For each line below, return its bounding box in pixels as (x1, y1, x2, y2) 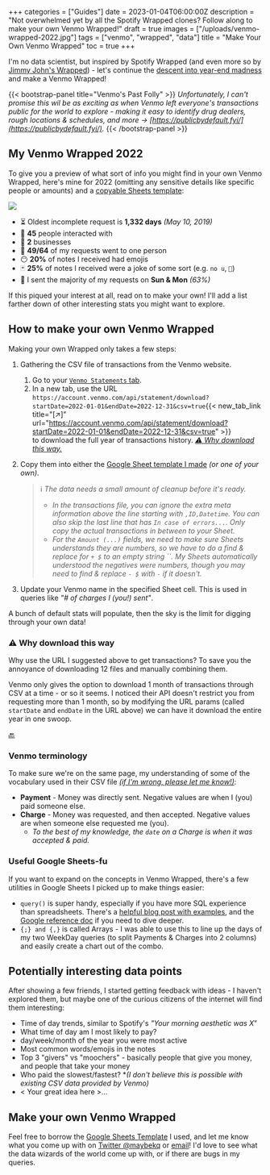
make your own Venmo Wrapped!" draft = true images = (8, 24, 195, 33)
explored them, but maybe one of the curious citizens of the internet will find (8, 994, 263, 1004)
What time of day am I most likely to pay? (19, 1027, 157, 1037)
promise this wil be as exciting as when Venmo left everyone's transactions (8, 98, 260, 107)
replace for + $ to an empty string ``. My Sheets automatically (52, 552, 258, 561)
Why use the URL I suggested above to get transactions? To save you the (8, 655, 251, 665)
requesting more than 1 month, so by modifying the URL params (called (8, 697, 245, 706)
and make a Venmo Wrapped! (8, 74, 107, 83)
